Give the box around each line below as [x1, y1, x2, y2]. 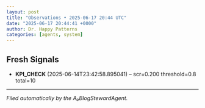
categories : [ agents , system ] [6, 32, 84, 38]
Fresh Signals [6, 54, 59, 65]
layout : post [6, 9, 40, 15]
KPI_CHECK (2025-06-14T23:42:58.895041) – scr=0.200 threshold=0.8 [15, 70, 196, 77]
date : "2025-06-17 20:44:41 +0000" [6, 20, 97, 26]
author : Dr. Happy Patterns [6, 26, 78, 32]
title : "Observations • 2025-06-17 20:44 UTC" [6, 15, 127, 21]
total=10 [15, 77, 36, 84]
